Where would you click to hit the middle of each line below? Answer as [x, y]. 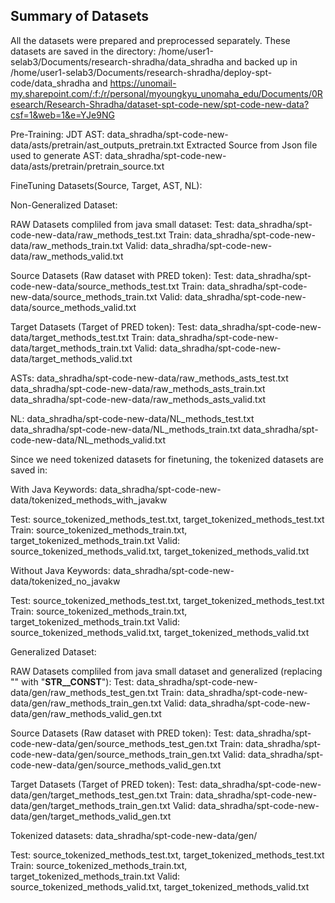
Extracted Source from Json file [252, 145]
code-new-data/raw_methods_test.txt [88, 235]
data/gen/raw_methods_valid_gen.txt [86, 713]
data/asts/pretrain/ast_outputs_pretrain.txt [97, 145]
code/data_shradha [50, 83]
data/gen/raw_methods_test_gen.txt [84, 692]
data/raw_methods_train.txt [66, 245]
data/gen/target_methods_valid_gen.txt [91, 816]
